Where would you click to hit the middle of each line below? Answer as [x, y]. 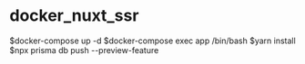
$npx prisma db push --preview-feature [84, 50]
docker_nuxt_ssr [74, 16]
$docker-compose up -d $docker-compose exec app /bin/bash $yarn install [152, 41]
